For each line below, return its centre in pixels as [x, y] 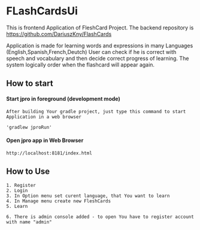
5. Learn [17, 206]
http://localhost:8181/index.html [49, 153]
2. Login [17, 190]
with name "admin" [29, 222]
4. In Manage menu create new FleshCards [59, 201]
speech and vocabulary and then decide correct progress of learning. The [98, 58]
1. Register [21, 185]
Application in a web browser [44, 117]
